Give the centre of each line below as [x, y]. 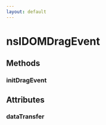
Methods [23, 63]
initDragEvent [26, 80]
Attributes [25, 100]
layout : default [26, 12]
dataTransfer [25, 117]
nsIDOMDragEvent [53, 41]
